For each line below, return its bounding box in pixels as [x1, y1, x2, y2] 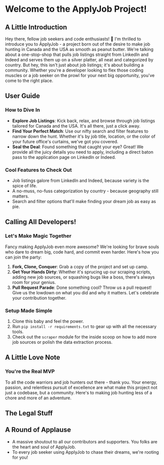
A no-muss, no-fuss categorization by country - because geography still [12, 188, 159, 194]
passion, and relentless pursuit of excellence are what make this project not [5, 384, 158, 390]
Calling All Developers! [5, 218, 76, 226]
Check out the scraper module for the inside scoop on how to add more [12, 334, 157, 339]
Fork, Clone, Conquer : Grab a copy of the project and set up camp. [12, 263, 148, 269]
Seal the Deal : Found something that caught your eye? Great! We [12, 144, 143, 150]
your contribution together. [12, 295, 67, 301]
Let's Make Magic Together [5, 232, 72, 239]
